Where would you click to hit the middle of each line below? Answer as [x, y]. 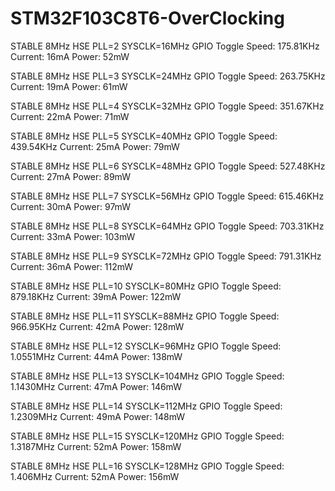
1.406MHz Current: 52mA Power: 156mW [95, 476]
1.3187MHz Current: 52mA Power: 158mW [96, 446]
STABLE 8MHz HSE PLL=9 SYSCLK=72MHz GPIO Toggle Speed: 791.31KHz [166, 256]
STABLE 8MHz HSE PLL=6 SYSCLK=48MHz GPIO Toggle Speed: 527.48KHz [168, 166]
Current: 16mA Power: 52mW [70, 56]
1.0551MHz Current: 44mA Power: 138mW [96, 356]
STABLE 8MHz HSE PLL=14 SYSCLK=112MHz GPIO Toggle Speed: [146, 406]
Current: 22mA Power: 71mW [70, 116]
